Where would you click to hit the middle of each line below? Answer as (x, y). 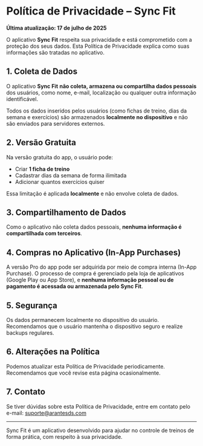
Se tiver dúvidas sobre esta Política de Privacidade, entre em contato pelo (98, 406)
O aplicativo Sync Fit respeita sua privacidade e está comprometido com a (99, 39)
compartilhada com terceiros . (44, 234)
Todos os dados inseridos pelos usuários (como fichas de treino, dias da (97, 111)
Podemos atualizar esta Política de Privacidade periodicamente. (85, 366)
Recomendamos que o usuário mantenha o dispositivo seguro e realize (95, 326)
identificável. (22, 99)
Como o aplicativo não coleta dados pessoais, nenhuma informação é (94, 227)
